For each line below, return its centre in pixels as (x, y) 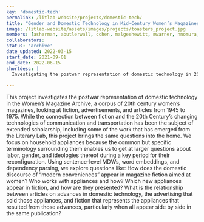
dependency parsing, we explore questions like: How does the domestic (97, 168)
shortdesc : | (23, 68)
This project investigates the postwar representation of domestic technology (102, 97)
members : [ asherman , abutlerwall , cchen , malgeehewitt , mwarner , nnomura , (103, 35)
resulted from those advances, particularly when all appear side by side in (99, 207)
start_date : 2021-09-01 (36, 57)
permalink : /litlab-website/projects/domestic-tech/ (74, 18)
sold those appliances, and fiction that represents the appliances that (93, 201)
